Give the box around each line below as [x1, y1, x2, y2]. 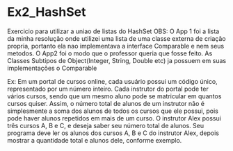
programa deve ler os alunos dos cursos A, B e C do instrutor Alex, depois [7, 129, 220, 137]
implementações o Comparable [7, 64, 97, 72]
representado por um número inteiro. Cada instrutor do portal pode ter [7, 85, 209, 93]
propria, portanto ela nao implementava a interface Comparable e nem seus [7, 42, 225, 50]
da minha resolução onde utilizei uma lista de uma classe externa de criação [7, 34, 226, 42]
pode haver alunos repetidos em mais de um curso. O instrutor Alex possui [7, 114, 221, 122]
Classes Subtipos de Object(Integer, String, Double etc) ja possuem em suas [7, 56, 227, 64]
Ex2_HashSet [7, 4, 86, 20]
